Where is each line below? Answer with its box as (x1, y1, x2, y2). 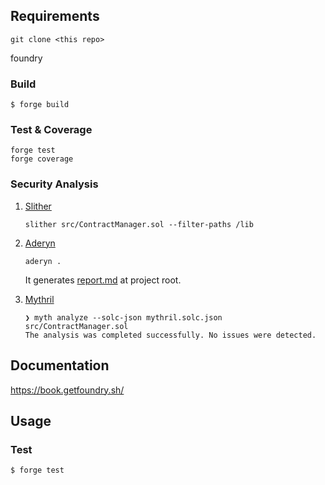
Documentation (10, 357, 110, 374)
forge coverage (10, 154, 74, 164)
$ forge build (10, 100, 70, 110)
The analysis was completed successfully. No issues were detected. (24, 330, 317, 340)
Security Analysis (10, 177, 99, 191)
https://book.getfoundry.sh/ (10, 384, 125, 396)
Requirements (10, 8, 100, 25)
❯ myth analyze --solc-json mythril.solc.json (24, 312, 223, 323)
